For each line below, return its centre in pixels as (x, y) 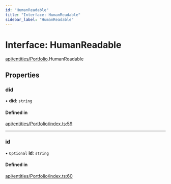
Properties (22, 75)
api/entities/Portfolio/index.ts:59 (39, 124)
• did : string (19, 101)
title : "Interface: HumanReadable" (43, 15)
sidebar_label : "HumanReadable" (39, 19)
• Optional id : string (27, 153)
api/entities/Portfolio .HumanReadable (45, 59)
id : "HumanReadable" (27, 10)
